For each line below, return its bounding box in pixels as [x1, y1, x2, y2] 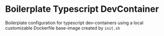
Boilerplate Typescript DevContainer [5, 3, 160, 15]
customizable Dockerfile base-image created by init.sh [5, 25, 120, 31]
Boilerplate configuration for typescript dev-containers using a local [5, 20, 144, 26]
